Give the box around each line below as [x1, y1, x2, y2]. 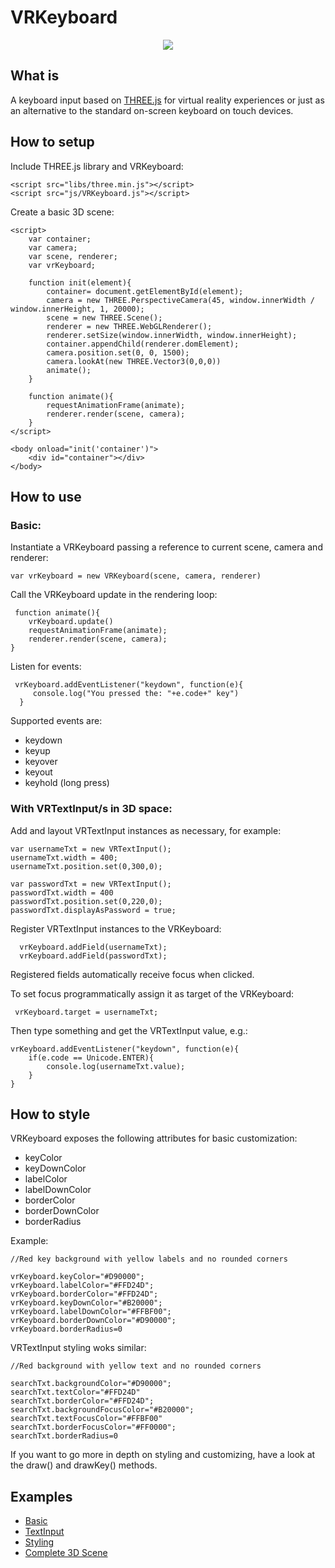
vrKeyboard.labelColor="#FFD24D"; [10, 1281, 155, 1291]
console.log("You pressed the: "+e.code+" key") [32, 689, 240, 699]
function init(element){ [28, 277, 132, 288]
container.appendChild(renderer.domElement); [46, 339, 240, 349]
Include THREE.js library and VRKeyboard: [10, 160, 184, 172]
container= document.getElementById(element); [46, 286, 244, 296]
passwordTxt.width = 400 [10, 887, 114, 898]
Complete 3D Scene [24, 1547, 108, 1559]
